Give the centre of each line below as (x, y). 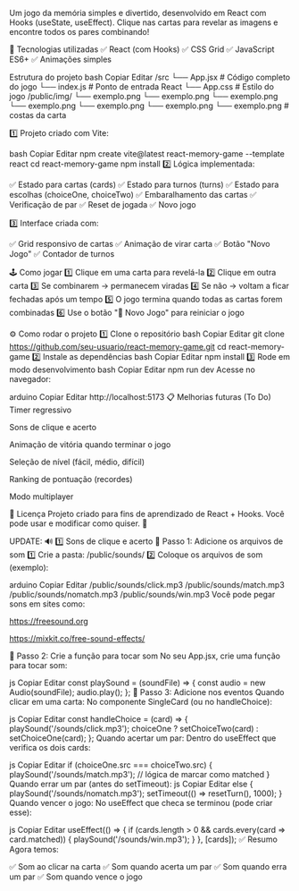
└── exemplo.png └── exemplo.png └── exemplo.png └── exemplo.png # (149, 106)
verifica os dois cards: (50, 747)
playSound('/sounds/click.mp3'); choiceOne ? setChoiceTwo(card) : (134, 729)
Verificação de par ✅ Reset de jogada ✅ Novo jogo (103, 204)
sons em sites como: (47, 604)
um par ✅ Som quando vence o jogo (76, 877)
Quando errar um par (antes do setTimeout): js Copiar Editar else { (131, 784)
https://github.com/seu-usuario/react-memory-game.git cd (118, 347)
